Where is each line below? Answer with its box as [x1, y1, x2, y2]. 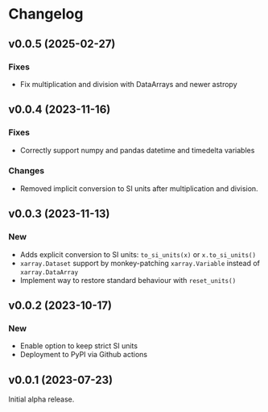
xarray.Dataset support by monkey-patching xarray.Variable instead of [19, 258, 260, 268]
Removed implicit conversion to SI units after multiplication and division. [19, 183, 259, 194]
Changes [8, 165, 45, 177]
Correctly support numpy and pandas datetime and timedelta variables [19, 145, 255, 155]
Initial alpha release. [8, 394, 75, 404]
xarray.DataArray [19, 268, 79, 277]
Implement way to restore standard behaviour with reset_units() [19, 275, 237, 285]
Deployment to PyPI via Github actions [19, 350, 147, 360]
